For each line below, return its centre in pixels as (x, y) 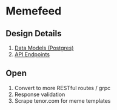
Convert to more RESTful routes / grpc (62, 88)
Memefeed (34, 11)
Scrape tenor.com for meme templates (62, 100)
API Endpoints (32, 54)
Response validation (40, 94)
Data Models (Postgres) (44, 48)
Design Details (34, 34)
